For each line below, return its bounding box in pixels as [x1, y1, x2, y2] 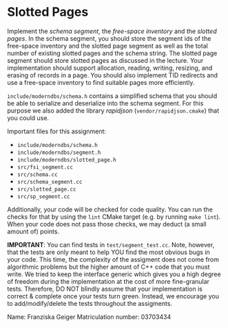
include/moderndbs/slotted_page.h [17, 156, 116, 163]
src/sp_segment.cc [17, 193, 70, 200]
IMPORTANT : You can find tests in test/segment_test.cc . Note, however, [7, 240, 215, 249]
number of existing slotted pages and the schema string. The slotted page [7, 49, 218, 57]
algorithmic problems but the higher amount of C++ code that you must [7, 262, 210, 271]
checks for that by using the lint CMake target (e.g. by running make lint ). [7, 212, 221, 221]
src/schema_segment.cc [17, 178, 83, 185]
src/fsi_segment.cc [17, 164, 74, 171]
